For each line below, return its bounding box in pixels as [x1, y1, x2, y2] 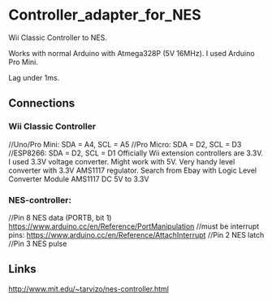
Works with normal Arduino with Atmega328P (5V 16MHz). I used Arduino [8, 48, 255, 58]
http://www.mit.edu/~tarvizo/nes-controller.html [8, 283, 169, 294]
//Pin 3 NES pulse [8, 239, 67, 248]
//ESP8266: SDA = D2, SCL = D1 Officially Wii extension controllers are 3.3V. [8, 148, 264, 158]
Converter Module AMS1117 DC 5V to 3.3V [8, 173, 149, 184]
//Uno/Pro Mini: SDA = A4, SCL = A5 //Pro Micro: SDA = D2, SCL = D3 [8, 139, 242, 149]
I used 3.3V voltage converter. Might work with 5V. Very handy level [8, 156, 235, 166]
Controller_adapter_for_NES [8, 6, 201, 24]
